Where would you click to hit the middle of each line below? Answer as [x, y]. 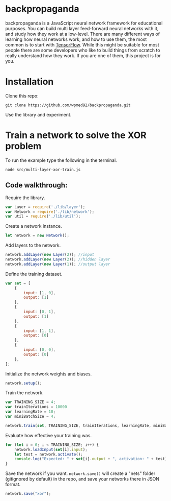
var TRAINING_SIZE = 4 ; [31, 402]
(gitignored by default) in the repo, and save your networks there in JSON [82, 479]
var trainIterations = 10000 [36, 407]
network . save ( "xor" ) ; [28, 494]
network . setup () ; [24, 383]
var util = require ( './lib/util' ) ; [43, 217]
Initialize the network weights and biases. [49, 374]
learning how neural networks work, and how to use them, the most [76, 39]
